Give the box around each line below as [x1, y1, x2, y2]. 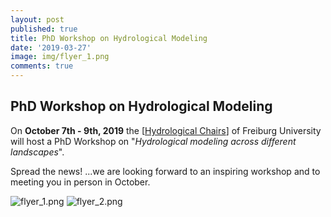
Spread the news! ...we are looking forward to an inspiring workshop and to [10, 165, 321, 177]
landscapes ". [10, 146, 65, 158]
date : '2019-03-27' [10, 42, 92, 53]
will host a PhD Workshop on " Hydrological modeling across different [10, 135, 297, 147]
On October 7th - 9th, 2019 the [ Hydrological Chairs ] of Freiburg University [10, 124, 322, 136]
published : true [10, 24, 78, 34]
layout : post [10, 14, 65, 25]
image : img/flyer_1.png [10, 52, 110, 62]
